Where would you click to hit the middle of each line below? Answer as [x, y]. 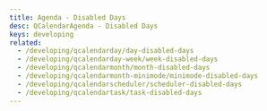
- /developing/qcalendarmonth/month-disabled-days [114, 68]
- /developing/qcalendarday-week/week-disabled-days [118, 59]
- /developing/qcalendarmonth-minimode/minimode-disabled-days [138, 76]
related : [26, 43]
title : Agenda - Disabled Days [68, 17]
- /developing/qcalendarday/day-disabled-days [106, 51]
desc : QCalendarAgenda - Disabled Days [84, 26]
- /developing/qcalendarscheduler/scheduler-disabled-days [130, 84]
